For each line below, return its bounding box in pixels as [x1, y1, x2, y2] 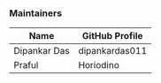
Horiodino [78, 59, 119, 72]
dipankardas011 [78, 45, 148, 57]
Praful [13, 59, 39, 72]
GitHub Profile [82, 30, 143, 42]
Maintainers [9, 7, 63, 19]
